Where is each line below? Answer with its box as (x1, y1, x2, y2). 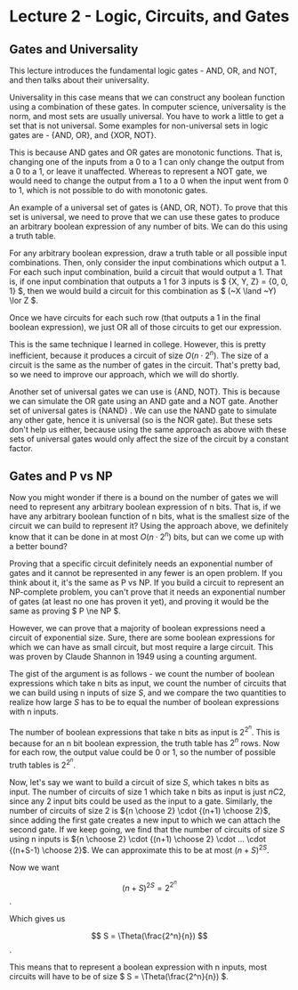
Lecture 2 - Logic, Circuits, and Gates (9, 6, 290, 27)
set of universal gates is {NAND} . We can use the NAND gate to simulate (9, 405, 278, 416)
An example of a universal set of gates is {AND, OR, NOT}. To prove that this (9, 202, 288, 213)
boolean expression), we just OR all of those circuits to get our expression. (9, 322, 282, 332)
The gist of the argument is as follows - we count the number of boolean (9, 669, 276, 679)
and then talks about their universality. (9, 75, 149, 85)
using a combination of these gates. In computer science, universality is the (9, 101, 286, 112)
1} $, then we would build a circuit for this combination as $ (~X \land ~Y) (9, 286, 278, 296)
